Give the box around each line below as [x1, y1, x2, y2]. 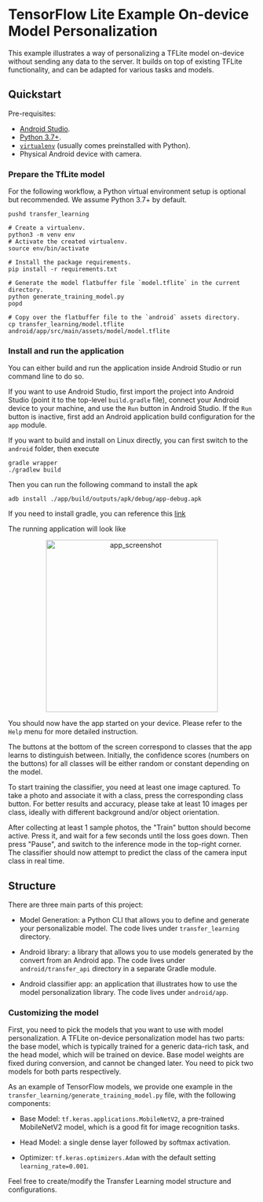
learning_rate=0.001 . [19, 1161, 89, 1171]
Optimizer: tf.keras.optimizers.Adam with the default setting [19, 1153, 216, 1163]
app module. [8, 420, 47, 430]
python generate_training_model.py [8, 293, 125, 301]
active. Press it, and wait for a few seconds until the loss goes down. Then [8, 831, 249, 841]
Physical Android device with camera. [19, 149, 142, 158]
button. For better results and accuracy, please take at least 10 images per [8, 799, 248, 808]
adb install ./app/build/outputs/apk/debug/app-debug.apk [8, 495, 202, 503]
